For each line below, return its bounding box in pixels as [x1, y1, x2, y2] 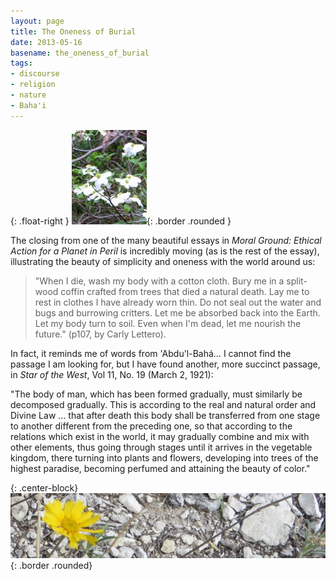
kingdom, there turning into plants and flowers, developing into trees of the [10, 451, 319, 464]
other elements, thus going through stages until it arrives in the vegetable [10, 441, 313, 453]
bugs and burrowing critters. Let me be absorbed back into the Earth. [34, 306, 321, 319]
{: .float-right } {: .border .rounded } [10, 215, 232, 227]
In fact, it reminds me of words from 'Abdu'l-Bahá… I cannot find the [10, 347, 292, 359]
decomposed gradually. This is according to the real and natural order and [10, 398, 317, 410]
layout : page [10, 16, 65, 26]
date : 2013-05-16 [10, 37, 83, 47]
